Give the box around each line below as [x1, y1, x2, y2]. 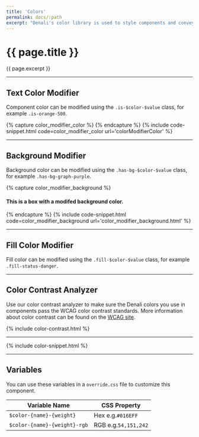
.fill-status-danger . [6, 262, 59, 269]
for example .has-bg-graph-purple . [6, 172, 92, 180]
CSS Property [101, 401, 141, 409]
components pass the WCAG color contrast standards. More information [6, 307, 183, 314]
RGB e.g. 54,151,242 [94, 420, 149, 429]
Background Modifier [6, 150, 86, 161]
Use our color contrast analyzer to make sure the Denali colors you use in [6, 301, 185, 308]
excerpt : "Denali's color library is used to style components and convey [6, 20, 195, 26]
